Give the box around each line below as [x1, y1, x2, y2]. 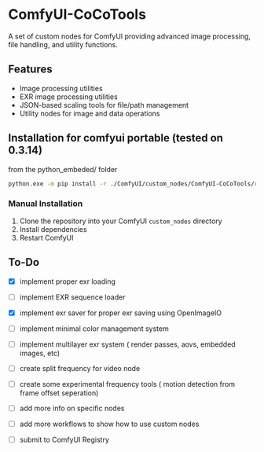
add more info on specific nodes [19, 403, 125, 413]
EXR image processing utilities [19, 92, 118, 101]
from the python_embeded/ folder [8, 164, 118, 174]
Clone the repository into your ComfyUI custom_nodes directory [19, 216, 222, 226]
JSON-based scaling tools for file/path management [19, 100, 189, 109]
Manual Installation [8, 198, 83, 209]
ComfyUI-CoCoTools [8, 6, 147, 24]
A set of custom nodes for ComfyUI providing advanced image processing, [8, 31, 251, 41]
